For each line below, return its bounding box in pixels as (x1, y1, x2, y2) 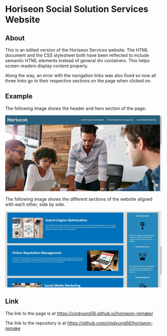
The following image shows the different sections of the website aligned (5, 196, 153, 202)
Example (5, 92, 33, 100)
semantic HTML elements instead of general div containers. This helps (5, 58, 150, 63)
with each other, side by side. (5, 201, 66, 207)
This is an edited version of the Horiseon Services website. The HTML (5, 47, 149, 53)
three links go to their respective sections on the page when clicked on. (5, 78, 152, 84)
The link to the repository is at (5, 320, 67, 326)
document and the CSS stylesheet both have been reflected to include (5, 52, 149, 58)
